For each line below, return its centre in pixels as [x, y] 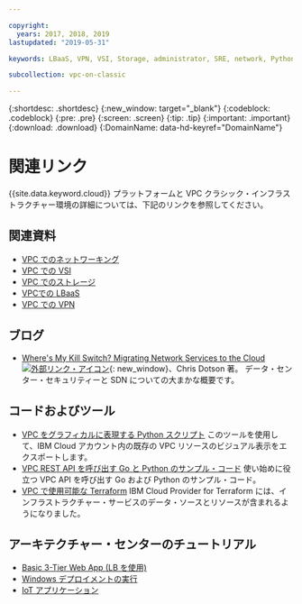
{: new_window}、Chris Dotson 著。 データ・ [192, 368]
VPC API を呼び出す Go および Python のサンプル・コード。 [150, 480]
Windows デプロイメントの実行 [79, 579]
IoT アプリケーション [60, 590]
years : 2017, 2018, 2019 [63, 34]
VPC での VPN [48, 304]
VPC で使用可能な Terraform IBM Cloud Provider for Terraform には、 [150, 490]
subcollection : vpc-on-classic [67, 75]
